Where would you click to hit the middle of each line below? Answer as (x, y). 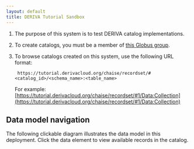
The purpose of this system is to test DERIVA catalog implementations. (100, 33)
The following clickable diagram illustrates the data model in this (83, 134)
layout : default (26, 11)
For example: (30, 89)
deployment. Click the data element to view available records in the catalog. (97, 140)
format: (23, 63)
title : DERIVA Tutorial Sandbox (45, 17)
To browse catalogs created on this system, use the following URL (94, 56)
